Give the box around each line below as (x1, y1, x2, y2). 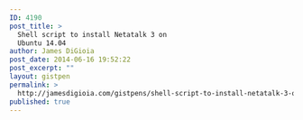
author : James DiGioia (9, 47, 95, 56)
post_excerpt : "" (9, 64, 75, 73)
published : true (9, 97, 70, 106)
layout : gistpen (9, 72, 70, 81)
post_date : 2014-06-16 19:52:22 (9, 55, 131, 64)
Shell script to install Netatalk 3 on (17, 30, 168, 39)
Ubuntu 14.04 (17, 38, 67, 48)
